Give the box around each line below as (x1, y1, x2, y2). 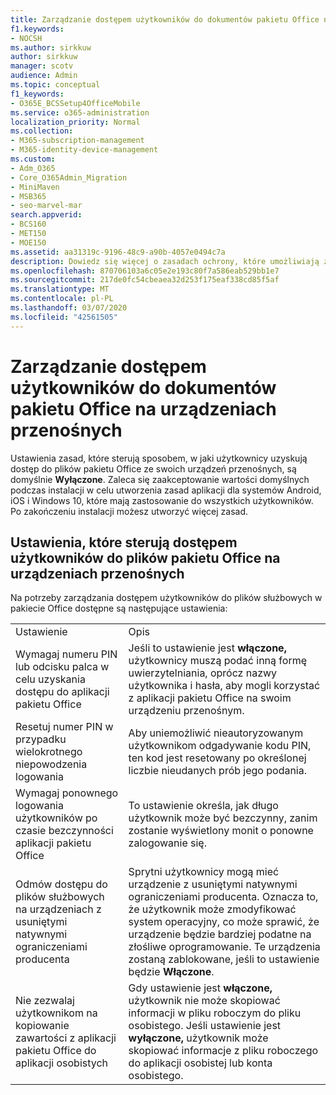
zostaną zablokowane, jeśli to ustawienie (128, 952, 320, 966)
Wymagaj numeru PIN (15, 647, 118, 661)
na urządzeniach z (15, 902, 102, 916)
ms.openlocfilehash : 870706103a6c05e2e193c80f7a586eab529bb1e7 (10, 266, 280, 276)
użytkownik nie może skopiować (128, 994, 281, 1008)
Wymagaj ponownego (15, 786, 119, 800)
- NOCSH (10, 33, 43, 43)
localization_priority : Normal (10, 117, 141, 127)
